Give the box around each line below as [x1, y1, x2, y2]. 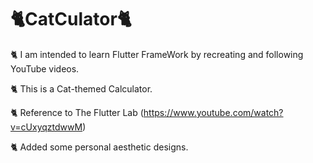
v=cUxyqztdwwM [10, 121, 83, 133]
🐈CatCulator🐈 [10, 8, 132, 31]
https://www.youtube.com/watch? [143, 106, 284, 118]
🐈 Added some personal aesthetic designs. [10, 141, 189, 153]
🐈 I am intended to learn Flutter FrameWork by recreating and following [10, 48, 304, 60]
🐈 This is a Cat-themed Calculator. [10, 82, 153, 95]
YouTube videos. [10, 62, 80, 75]
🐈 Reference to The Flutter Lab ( [10, 106, 144, 118]
